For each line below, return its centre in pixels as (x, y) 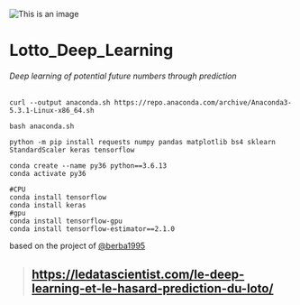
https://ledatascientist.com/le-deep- (138, 274)
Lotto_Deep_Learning (91, 51)
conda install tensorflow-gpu (66, 221)
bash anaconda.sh (42, 126)
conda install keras (48, 206)
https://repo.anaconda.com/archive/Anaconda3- (203, 103)
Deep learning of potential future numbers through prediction (123, 76)
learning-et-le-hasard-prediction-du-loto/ (152, 288)
